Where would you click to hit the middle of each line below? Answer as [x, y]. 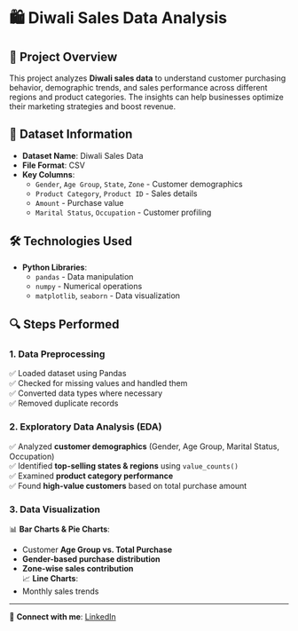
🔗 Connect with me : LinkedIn [63, 616]
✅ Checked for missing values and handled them [98, 383]
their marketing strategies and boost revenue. [93, 106]
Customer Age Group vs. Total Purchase [97, 549]
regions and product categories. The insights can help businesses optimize [146, 97]
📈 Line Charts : [50, 578]
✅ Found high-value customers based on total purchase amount [128, 485]
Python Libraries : [54, 267]
